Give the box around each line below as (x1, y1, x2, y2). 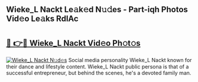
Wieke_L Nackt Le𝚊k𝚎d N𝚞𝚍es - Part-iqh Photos (6, 5, 188, 15)
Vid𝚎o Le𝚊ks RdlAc (6, 14, 79, 24)
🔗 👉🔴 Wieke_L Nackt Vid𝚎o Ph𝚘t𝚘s (6, 38, 141, 48)
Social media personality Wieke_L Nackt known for (68, 57, 192, 63)
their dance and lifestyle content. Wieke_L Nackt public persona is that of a (6, 63, 189, 70)
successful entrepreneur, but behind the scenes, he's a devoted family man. (6, 70, 191, 76)
